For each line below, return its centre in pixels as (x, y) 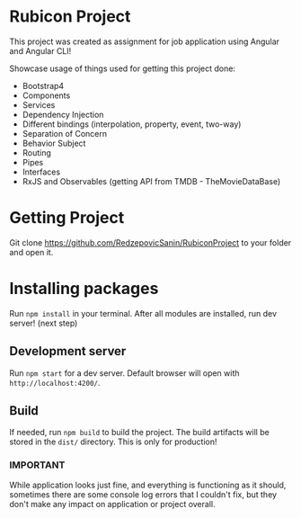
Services (39, 104)
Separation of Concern (65, 133)
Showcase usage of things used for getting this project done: (123, 68)
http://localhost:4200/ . (55, 382)
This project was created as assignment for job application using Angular (145, 41)
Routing (37, 152)
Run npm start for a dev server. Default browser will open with (124, 373)
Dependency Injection (63, 114)
